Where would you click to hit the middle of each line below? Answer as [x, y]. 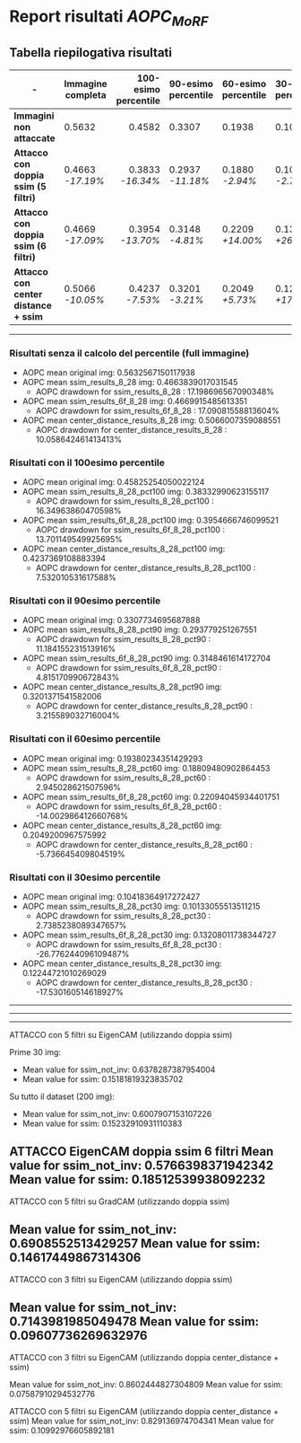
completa [86, 94]
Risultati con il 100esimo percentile [87, 462]
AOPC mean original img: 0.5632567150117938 [108, 372]
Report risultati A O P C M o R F [109, 18]
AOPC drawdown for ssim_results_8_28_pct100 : [125, 501]
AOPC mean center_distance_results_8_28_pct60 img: [122, 825]
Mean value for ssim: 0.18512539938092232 [138, 1179]
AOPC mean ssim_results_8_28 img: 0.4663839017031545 [130, 382]
